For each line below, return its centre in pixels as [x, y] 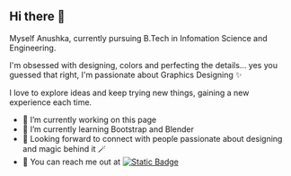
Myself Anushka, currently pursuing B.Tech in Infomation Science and [138, 38]
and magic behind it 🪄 [64, 148]
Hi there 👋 [37, 17]
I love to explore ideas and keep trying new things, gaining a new [129, 92]
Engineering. [33, 48]
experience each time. [51, 102]
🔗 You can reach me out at [71, 162]
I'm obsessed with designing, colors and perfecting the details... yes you [144, 65]
